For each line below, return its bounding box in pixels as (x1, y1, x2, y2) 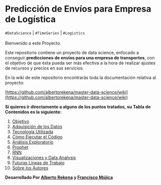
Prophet (12, 144, 28, 150)
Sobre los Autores (12, 165, 49, 171)
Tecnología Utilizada (12, 129, 54, 134)
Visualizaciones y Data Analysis (12, 154, 76, 160)
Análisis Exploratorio (12, 139, 54, 145)
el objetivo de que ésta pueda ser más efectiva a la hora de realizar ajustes (5, 60, 156, 66)
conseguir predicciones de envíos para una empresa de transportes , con (5, 55, 155, 60)
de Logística (5, 14, 56, 25)
